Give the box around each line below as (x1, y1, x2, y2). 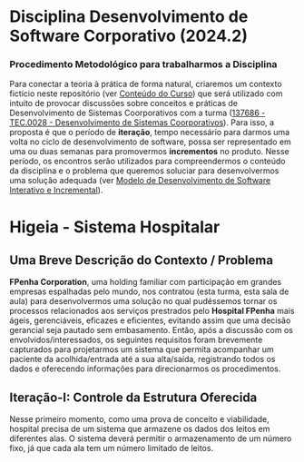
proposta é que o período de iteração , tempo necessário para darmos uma (9, 127, 290, 138)
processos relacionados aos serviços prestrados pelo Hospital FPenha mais (9, 306, 295, 317)
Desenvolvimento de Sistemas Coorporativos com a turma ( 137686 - (9, 107, 266, 119)
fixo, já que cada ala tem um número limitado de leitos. (9, 443, 214, 454)
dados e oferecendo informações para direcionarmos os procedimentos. (9, 363, 281, 374)
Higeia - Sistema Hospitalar (9, 216, 221, 237)
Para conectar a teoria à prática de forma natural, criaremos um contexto (9, 79, 283, 90)
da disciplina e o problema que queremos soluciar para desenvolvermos (9, 165, 279, 176)
